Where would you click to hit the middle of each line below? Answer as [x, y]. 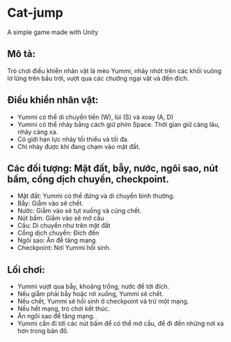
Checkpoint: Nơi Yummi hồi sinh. [64, 248]
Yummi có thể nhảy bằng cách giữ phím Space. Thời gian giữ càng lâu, [119, 124]
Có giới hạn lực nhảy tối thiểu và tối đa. [73, 139]
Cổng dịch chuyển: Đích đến [58, 233]
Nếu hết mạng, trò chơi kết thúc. [63, 309]
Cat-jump [35, 13]
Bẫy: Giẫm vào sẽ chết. [50, 203]
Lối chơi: [26, 270]
